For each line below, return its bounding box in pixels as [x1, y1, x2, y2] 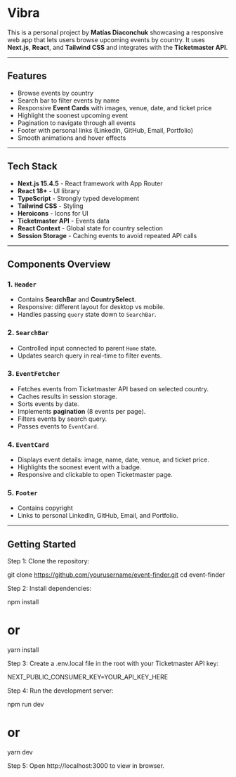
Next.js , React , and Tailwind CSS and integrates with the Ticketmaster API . [7, 43, 228, 51]
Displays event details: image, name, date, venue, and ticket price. [17, 455, 209, 464]
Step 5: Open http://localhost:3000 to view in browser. [7, 762, 165, 770]
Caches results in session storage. [17, 392, 117, 400]
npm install [7, 598, 39, 606]
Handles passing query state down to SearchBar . [17, 311, 157, 319]
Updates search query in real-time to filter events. [17, 351, 162, 360]
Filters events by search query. [17, 414, 107, 423]
